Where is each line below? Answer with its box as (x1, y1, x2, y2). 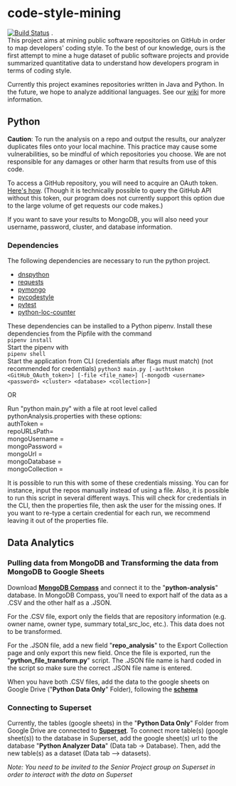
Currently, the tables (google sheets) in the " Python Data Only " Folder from (7, 719, 229, 728)
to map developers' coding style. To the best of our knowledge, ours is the (7, 43, 226, 52)
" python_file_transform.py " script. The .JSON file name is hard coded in (7, 656, 222, 664)
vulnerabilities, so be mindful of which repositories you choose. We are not (7, 149, 227, 158)
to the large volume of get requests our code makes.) (7, 201, 163, 210)
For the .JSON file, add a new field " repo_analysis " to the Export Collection (7, 641, 229, 650)
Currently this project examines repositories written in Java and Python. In (7, 80, 225, 88)
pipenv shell (7, 350, 46, 358)
